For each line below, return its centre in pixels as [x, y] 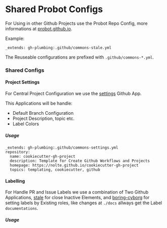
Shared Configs [25, 70]
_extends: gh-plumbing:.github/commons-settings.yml [62, 148]
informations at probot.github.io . [39, 28]
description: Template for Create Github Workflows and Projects [80, 161]
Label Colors [26, 124]
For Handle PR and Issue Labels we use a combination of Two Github [77, 192]
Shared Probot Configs [54, 9]
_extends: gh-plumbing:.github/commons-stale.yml [59, 48]
